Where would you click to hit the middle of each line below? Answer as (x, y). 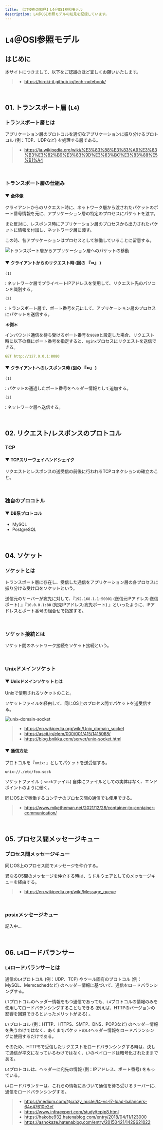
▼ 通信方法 (16, 751)
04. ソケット (24, 556)
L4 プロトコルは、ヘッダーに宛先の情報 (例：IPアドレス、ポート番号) (73, 1069)
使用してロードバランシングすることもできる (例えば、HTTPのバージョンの (80, 1008)
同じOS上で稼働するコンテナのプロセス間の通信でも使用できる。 (70, 798)
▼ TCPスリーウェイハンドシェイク (40, 460)
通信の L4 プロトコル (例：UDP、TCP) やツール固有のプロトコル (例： (73, 979)
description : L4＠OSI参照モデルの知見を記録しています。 (57, 14)
